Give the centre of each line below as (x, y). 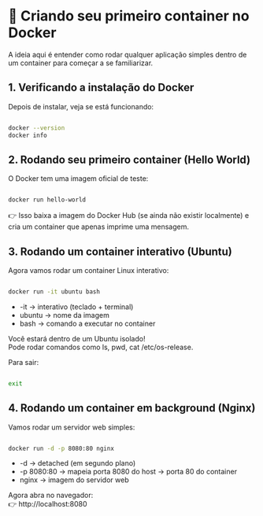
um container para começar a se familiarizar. (81, 63)
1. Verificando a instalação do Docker (101, 88)
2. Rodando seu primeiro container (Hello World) (129, 159)
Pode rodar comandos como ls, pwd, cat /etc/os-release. (101, 347)
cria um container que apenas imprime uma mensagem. (99, 227)
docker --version (37, 128)
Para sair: (24, 362)
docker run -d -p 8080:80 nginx (61, 448)
